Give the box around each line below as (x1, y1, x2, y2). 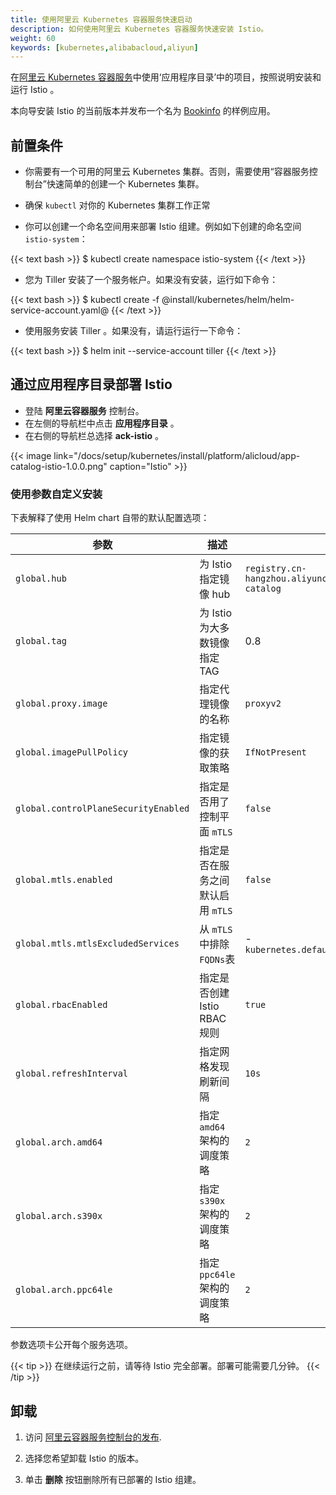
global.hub (15, 573, 67, 585)
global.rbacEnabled (15, 999, 108, 1011)
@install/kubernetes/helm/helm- (161, 294, 295, 306)
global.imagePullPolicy (15, 747, 129, 758)
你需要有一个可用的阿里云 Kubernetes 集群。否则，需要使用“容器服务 (24, 166, 310, 178)
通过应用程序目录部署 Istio (10, 376, 173, 393)
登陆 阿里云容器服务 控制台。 (24, 404, 145, 416)
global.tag (15, 636, 67, 647)
